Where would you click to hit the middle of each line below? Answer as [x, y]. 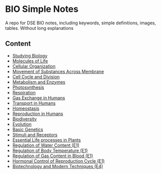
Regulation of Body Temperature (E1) [50, 150]
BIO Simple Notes [42, 9]
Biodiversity [25, 119]
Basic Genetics [28, 129]
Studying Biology [30, 56]
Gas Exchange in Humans [39, 98]
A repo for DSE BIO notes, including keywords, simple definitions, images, [81, 23]
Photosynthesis [28, 87]
